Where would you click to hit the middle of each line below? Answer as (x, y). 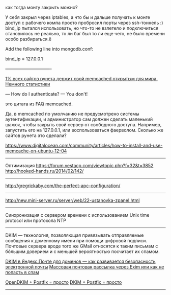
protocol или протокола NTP (36, 220)
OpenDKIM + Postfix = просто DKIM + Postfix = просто (64, 282)
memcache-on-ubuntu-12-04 (36, 151)
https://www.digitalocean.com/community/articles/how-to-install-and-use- (84, 145)
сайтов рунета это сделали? (36, 135)
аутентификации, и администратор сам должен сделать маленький (79, 119)
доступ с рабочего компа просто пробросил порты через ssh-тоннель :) (84, 23)
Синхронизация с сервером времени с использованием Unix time (77, 215)
